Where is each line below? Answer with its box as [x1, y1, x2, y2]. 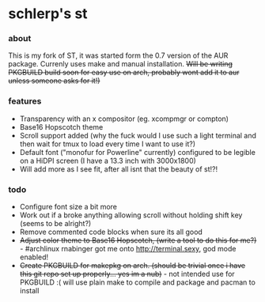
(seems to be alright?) [19, 219, 92, 228]
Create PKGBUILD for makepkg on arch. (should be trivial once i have [19, 261, 246, 270]
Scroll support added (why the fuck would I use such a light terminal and [19, 130, 257, 140]
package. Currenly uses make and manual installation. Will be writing [8, 59, 233, 69]
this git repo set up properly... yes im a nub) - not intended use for [19, 270, 235, 279]
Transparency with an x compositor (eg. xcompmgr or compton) [19, 114, 229, 123]
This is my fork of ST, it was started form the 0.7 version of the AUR [8, 51, 229, 60]
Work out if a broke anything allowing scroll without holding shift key [19, 210, 243, 220]
